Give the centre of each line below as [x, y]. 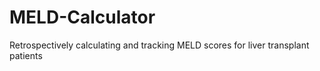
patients [26, 55]
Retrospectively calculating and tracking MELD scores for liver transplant [159, 45]
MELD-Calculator [82, 17]
